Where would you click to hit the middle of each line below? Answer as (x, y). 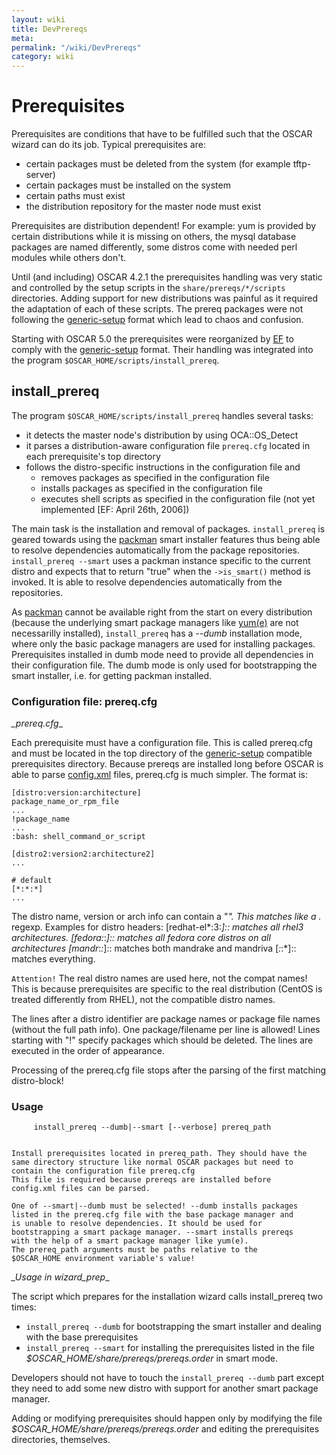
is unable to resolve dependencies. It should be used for (137, 1224)
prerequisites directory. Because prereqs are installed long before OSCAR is (167, 764)
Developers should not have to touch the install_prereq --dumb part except (168, 1378)
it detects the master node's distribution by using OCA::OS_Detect (162, 435)
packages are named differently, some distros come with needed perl (154, 247)
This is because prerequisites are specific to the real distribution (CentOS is (167, 989)
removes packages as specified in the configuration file (155, 477)
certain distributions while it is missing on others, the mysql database (154, 237)
